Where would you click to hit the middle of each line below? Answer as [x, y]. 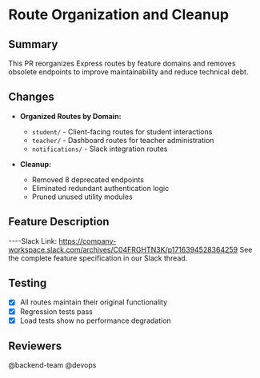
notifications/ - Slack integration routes [100, 149]
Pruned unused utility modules [82, 197]
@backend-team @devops [52, 365]
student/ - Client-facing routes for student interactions [122, 131]
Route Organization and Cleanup [119, 15]
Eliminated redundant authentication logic [100, 188]
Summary [33, 44]
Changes [31, 97]
